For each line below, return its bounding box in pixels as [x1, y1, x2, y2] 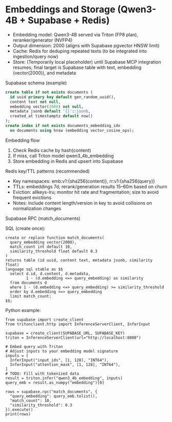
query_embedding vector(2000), [10, 240, 77, 245]
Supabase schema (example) [5, 80, 67, 86]
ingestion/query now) [12, 53, 59, 60]
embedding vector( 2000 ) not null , [10, 104, 84, 109]
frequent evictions [12, 194, 52, 200]
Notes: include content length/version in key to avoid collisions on [12, 199, 152, 206]
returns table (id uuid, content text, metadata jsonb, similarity [5, 258, 153, 263]
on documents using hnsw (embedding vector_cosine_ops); [10, 127, 135, 133]
